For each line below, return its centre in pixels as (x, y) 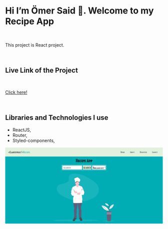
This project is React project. (35, 45)
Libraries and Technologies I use (57, 118)
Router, (20, 135)
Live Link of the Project (42, 70)
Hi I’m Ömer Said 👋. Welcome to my (79, 11)
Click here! (16, 92)
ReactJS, (22, 130)
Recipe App (29, 21)
